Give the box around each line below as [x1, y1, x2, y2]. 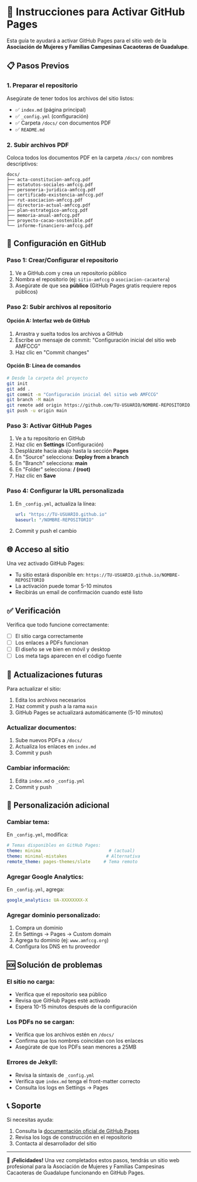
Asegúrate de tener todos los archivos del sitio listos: [6, 95, 134, 102]
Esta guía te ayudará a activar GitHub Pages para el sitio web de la [6, 37, 167, 44]
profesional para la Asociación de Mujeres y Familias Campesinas [6, 1163, 165, 1170]
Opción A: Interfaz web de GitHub [6, 317, 90, 324]
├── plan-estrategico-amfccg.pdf [6, 207, 88, 213]
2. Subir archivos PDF [6, 140, 69, 149]
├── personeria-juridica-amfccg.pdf [6, 187, 96, 192]
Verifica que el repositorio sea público [15, 991, 107, 998]
